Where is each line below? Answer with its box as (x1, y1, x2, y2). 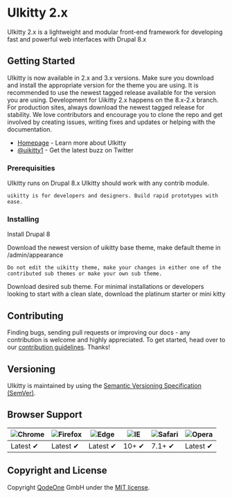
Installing (7, 214, 39, 224)
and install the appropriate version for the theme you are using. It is (7, 81, 199, 89)
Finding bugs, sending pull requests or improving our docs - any (7, 328, 190, 337)
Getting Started (7, 55, 75, 67)
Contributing (7, 310, 64, 321)
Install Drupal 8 (7, 230, 51, 238)
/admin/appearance (7, 251, 64, 259)
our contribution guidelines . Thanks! (7, 343, 111, 351)
